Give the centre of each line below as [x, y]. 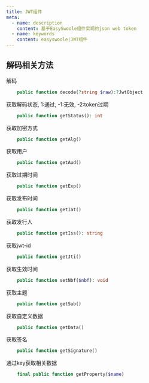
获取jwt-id [19, 245]
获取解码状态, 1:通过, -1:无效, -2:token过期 [57, 104]
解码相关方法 [30, 66]
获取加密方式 [22, 128]
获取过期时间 [22, 175]
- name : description [37, 23]
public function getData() [51, 327]
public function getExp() [49, 186]
